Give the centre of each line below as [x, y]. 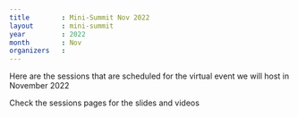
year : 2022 [48, 34]
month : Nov [46, 42]
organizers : [38, 51]
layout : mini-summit [62, 26]
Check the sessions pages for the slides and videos [104, 103]
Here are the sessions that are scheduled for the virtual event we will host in [149, 76]
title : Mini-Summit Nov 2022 [80, 17]
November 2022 [39, 86]
